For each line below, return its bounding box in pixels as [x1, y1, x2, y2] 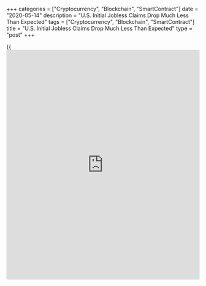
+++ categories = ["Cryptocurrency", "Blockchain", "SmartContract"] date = [6, 6, 199, 12]
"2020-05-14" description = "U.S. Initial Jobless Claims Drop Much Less [6, 12, 189, 19]
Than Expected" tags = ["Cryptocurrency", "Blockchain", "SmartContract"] [6, 18, 195, 25]
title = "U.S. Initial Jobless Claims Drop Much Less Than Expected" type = [6, 24, 193, 32]
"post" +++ [6, 31, 35, 39]
